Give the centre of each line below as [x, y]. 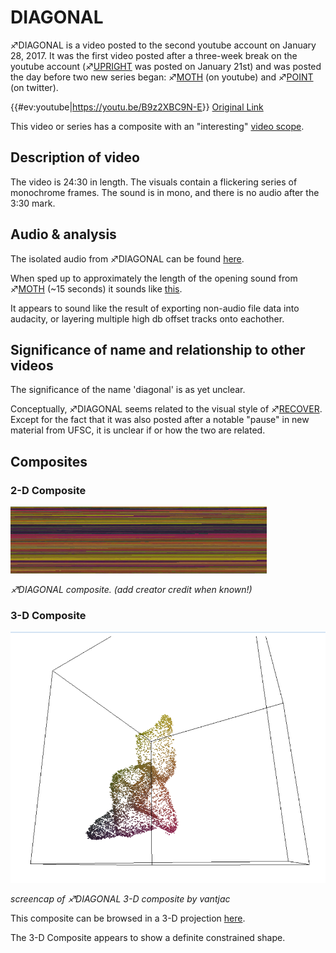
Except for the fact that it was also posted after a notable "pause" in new [160, 420]
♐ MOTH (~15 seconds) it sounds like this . [96, 288]
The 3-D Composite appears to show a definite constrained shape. [148, 938]
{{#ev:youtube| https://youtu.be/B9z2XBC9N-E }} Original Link [137, 107]
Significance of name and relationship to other [158, 349]
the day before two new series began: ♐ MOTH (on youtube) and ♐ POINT [162, 77]
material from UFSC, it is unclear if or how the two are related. [138, 430]
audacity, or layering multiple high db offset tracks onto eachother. [147, 318]
